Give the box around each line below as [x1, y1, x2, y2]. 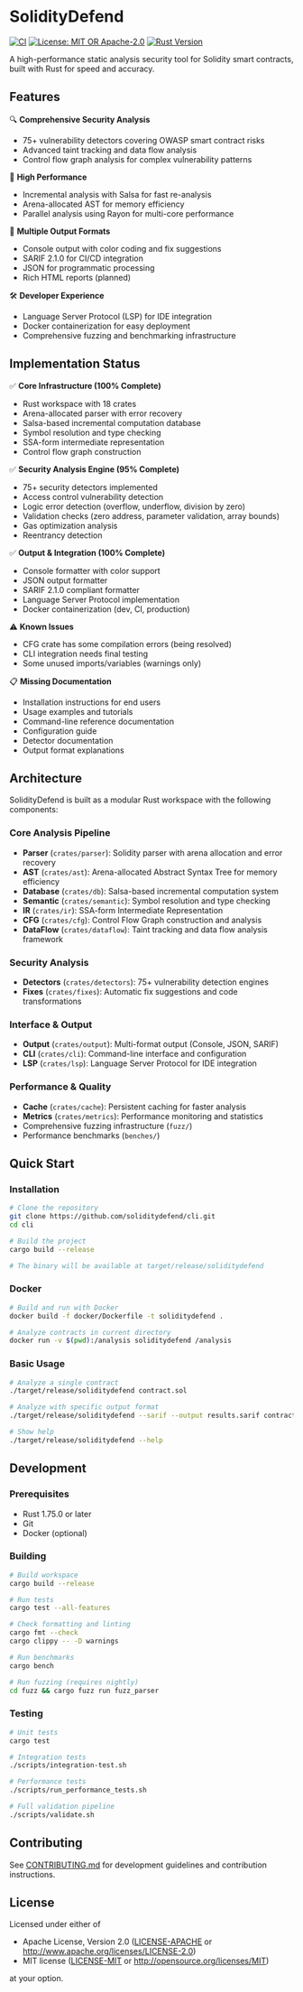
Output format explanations [22, 745, 124, 755]
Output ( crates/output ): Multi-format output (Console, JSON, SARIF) [22, 1039, 280, 1050]
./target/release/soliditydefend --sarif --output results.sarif [9, 1411, 260, 1421]
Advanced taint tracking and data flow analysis [22, 144, 197, 155]
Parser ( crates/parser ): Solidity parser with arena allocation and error [22, 847, 283, 858]
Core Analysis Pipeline [9, 827, 111, 839]
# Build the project [9, 1237, 87, 1246]
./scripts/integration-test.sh [9, 1761, 127, 1770]
